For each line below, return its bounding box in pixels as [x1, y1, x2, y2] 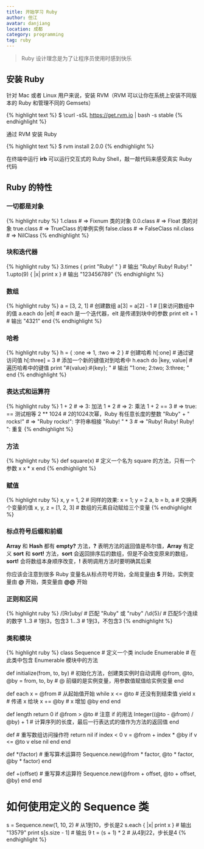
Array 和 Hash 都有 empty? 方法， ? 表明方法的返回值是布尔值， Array [6, 542, 182, 549]
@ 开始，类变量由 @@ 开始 [18, 578, 88, 585]
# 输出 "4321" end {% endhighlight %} [6, 317, 102, 325]
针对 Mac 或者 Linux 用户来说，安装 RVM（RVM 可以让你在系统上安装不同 [6, 91, 192, 99]
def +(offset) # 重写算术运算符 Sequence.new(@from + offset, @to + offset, [6, 770, 197, 777]
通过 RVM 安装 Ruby [6, 130, 57, 138]
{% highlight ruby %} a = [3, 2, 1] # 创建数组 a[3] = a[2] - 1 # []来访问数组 [6, 302, 189, 309]
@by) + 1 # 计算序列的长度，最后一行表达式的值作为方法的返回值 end [6, 718, 180, 725]
